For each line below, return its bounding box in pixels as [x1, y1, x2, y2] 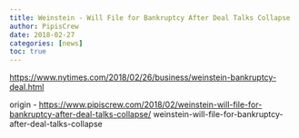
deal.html [9, 82, 45, 93]
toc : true [9, 47, 47, 56]
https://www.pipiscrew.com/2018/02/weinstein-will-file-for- [38, 99, 263, 110]
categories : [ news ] [9, 38, 84, 48]
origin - [9, 99, 37, 110]
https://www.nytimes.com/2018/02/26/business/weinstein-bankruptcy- [9, 72, 277, 83]
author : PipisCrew [9, 22, 79, 31]
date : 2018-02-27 [9, 30, 75, 39]
